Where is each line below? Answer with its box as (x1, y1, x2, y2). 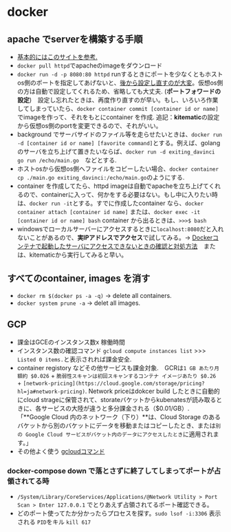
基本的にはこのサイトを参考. (16, 53, 98, 61)
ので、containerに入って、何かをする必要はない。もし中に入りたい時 (23, 191, 219, 198)
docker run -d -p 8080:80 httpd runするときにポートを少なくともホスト (16, 70, 223, 78)
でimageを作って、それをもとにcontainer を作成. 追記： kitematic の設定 (16, 113, 220, 121)
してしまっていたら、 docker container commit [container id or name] (16, 105, 219, 112)
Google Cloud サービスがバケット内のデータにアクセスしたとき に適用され (25, 429, 213, 438)
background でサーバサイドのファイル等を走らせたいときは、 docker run (16, 130, 222, 138)
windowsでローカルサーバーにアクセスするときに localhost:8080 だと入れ (16, 225, 224, 233)
